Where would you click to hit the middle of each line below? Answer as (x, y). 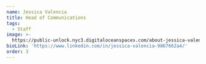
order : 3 (17, 52)
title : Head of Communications (46, 18)
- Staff (22, 29)
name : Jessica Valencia (37, 12)
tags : (13, 23)
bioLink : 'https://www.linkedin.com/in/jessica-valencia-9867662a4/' (97, 46)
